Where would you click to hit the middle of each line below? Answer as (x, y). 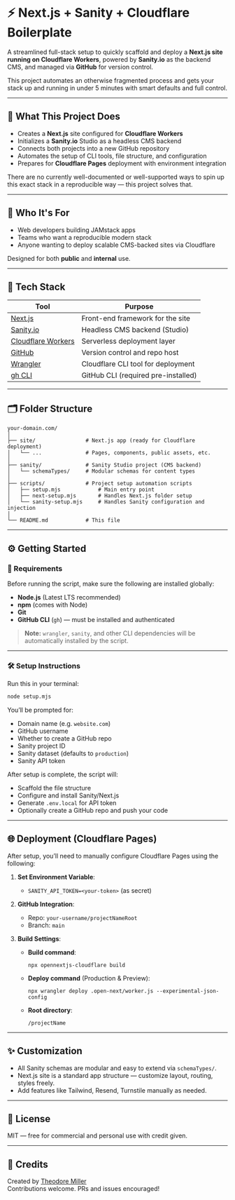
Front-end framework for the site (136, 318)
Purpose (139, 306)
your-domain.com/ (33, 429)
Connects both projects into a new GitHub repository (93, 148)
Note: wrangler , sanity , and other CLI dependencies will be (110, 633)
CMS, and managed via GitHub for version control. (80, 67)
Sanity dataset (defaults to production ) (73, 753)
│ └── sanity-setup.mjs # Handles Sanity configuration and (106, 502)
